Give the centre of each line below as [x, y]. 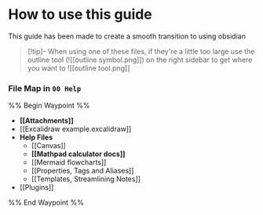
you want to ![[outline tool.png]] [79, 67]
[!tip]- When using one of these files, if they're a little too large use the [141, 51]
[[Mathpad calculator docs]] [78, 154]
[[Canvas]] [49, 146]
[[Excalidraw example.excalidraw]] [75, 129]
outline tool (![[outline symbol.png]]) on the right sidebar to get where [140, 60]
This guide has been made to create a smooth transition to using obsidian [127, 36]
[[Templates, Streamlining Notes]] [86, 179]
